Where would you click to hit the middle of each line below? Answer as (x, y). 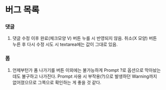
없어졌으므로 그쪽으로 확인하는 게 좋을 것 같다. (57, 82)
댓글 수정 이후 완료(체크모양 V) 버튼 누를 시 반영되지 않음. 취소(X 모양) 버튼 (85, 38)
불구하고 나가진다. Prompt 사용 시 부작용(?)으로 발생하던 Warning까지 (89, 76)
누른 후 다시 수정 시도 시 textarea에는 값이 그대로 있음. (65, 44)
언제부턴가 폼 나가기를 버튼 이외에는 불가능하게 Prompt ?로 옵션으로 (78, 70)
